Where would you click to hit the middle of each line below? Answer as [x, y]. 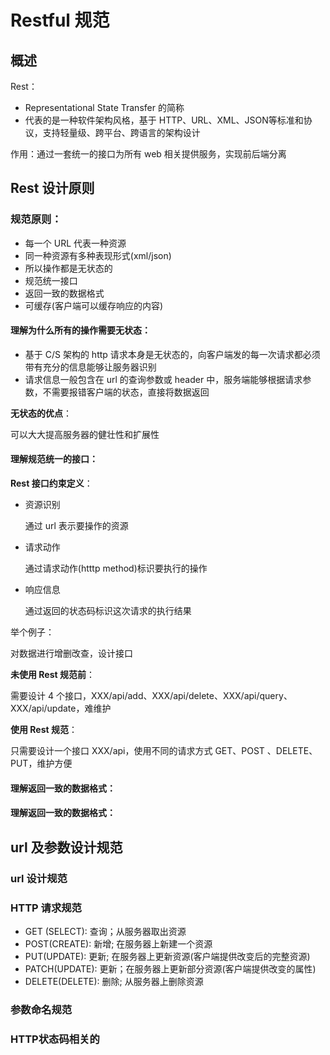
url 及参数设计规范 [66, 847]
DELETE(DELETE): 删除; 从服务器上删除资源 [114, 981]
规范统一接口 [51, 280]
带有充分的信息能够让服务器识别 [90, 367]
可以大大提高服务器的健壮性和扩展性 [85, 434]
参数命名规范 [41, 1009]
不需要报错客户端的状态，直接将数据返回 [126, 392]
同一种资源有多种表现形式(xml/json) [98, 255]
